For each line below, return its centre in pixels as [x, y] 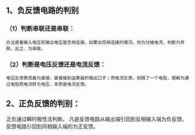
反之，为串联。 [30, 49]
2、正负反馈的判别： [43, 104]
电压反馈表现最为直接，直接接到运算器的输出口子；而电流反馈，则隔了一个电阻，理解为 [95, 78]
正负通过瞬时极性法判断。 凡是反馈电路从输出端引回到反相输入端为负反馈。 [97, 119]
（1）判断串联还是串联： [40, 29]
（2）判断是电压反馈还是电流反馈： [56, 65]
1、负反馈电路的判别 [42, 11]
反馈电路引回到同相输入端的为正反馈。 [52, 126]
